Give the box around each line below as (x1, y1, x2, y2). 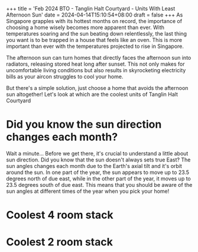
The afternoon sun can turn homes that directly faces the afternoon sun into (6, 54, 191, 61)
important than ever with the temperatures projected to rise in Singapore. (6, 43, 184, 50)
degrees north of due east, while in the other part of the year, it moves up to (6, 175, 191, 182)
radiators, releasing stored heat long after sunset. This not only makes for (6, 60, 185, 67)
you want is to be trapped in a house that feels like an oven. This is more (6, 37, 182, 43)
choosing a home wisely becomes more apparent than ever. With (6, 24, 164, 31)
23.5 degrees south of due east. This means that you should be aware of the (6, 181, 193, 188)
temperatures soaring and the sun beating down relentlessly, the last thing (6, 30, 187, 37)
